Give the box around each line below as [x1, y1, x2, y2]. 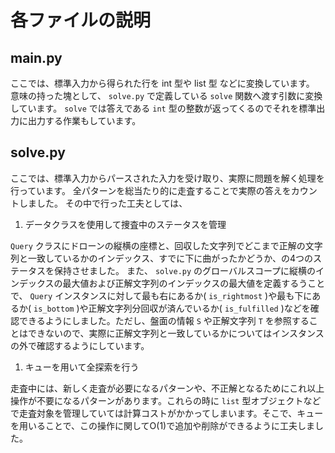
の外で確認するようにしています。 [10, 339, 150, 351]
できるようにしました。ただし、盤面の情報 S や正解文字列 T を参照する [18, 314, 310, 326]
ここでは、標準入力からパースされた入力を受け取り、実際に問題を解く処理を [10, 172, 325, 184]
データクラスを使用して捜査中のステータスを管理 [24, 218, 227, 230]
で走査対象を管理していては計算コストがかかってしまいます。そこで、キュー [10, 407, 324, 419]
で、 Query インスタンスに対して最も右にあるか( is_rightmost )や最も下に [10, 289, 313, 301]
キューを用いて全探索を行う [24, 361, 140, 373]
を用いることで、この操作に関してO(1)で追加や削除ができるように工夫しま [10, 419, 315, 431]
